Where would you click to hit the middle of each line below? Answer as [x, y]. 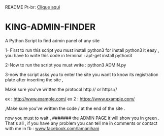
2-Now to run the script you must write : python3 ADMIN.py [66, 65]
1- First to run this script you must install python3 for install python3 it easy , [82, 50]
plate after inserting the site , [34, 80]
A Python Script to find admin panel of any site [52, 40]
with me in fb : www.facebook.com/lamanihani [52, 128]
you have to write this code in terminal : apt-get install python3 [69, 55]
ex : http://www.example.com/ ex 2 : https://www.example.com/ [70, 99]
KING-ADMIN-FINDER [50, 27]
